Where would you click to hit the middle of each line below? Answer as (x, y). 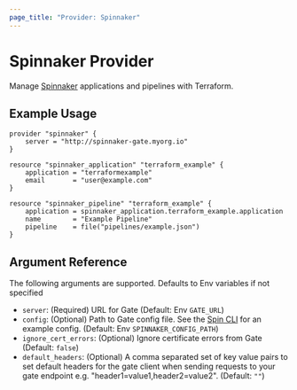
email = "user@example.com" (89, 181)
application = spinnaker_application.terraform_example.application (154, 212)
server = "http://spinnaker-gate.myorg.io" (107, 142)
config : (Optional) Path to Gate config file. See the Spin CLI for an (141, 319)
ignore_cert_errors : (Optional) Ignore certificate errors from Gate (142, 339)
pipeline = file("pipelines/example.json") (113, 227)
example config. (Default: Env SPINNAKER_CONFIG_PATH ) (120, 329)
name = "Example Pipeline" (89, 219)
